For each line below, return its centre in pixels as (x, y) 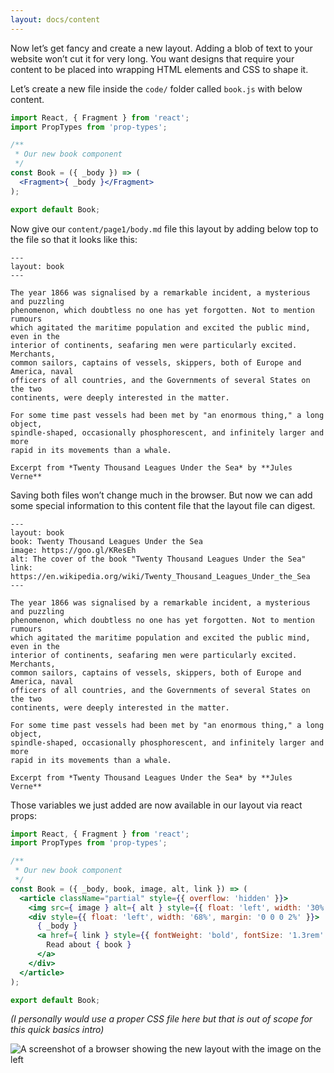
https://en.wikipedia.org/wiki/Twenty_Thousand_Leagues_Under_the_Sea (160, 576)
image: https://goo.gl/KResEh (73, 550)
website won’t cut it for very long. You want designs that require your (152, 58)
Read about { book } (89, 945)
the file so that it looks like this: (74, 239)
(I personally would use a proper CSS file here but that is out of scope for (161, 1019)
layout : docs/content (55, 19)
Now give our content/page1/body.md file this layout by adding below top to (164, 228)
